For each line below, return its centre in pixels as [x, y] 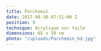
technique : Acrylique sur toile [46, 28]
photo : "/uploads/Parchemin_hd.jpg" [51, 39]
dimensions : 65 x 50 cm [35, 33]
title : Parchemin [27, 11]
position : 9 [21, 22]
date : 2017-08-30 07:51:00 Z [42, 17]
